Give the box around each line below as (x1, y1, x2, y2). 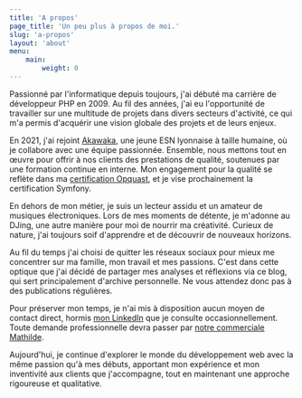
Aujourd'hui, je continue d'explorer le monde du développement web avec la (9, 349, 294, 360)
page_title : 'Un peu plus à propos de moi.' (9, 22, 180, 31)
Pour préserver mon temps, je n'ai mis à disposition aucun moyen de (9, 302, 265, 313)
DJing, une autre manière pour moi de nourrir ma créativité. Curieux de (9, 219, 274, 231)
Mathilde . (9, 331, 44, 342)
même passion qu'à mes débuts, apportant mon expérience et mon (9, 358, 260, 369)
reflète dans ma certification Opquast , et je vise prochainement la (9, 173, 253, 184)
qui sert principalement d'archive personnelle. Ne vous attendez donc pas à (9, 275, 292, 286)
